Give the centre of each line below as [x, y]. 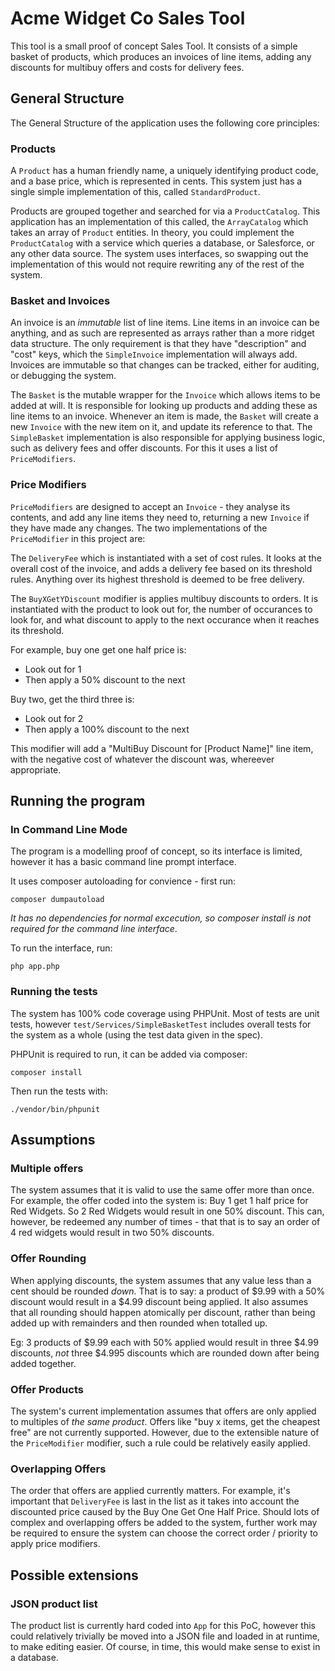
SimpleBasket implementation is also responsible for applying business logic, [168, 438]
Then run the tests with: [59, 1091]
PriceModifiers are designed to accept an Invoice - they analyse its [150, 506]
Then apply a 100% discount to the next [107, 729]
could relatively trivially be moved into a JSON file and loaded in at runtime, [165, 1636]
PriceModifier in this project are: [78, 538]
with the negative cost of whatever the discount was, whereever [142, 759]
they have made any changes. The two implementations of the [139, 528]
